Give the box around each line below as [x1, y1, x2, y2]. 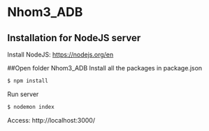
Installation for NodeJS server [7, 32, 141, 44]
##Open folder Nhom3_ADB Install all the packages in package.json [7, 64, 203, 72]
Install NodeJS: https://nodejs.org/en [7, 50, 114, 59]
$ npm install [7, 77, 49, 84]
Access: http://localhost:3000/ [7, 116, 96, 124]
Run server [7, 90, 39, 98]
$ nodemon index [7, 103, 55, 110]
